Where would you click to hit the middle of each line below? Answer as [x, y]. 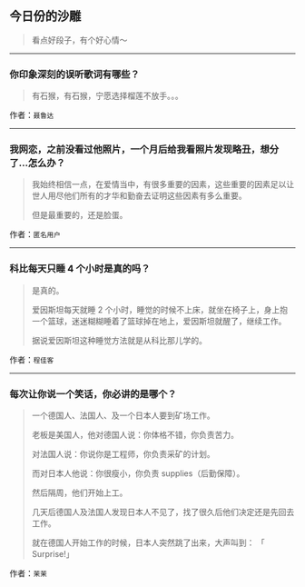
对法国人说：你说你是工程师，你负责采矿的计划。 [123, 454]
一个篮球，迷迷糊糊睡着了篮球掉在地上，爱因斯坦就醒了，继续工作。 [159, 321]
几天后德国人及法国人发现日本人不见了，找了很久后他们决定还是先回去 [163, 512]
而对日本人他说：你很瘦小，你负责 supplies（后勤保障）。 [138, 473]
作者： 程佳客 [32, 359]
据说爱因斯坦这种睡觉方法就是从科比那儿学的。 [119, 340]
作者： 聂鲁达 [32, 115]
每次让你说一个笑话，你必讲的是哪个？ [93, 393]
